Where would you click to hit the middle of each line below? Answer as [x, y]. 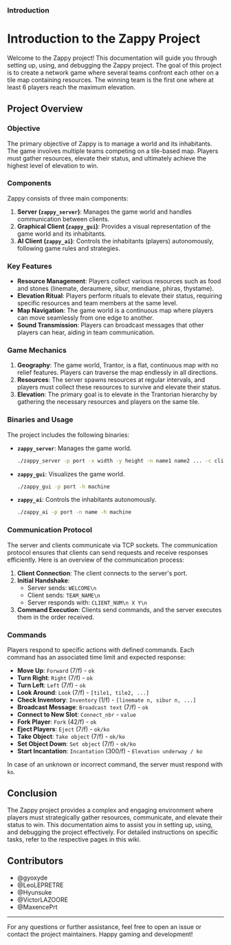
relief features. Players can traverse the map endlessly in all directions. [117, 373]
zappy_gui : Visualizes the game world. [71, 474]
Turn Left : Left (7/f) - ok [51, 685]
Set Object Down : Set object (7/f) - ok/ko [76, 744]
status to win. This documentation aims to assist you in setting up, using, [110, 824]
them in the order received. [56, 617]
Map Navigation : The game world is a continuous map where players [115, 311]
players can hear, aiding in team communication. [86, 332]
